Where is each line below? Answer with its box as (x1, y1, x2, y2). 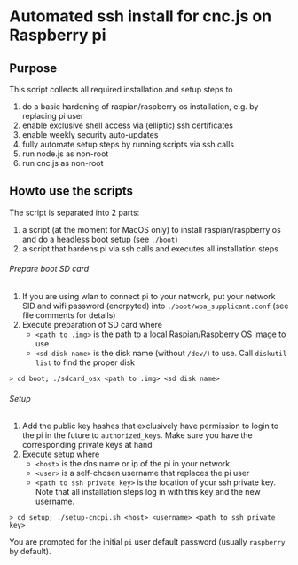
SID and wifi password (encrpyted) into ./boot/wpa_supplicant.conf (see (21, 300, 289, 312)
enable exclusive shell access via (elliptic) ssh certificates (21, 120, 233, 131)
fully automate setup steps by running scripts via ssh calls (21, 139, 235, 149)
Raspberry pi (9, 25, 106, 45)
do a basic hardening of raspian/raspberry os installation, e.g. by (21, 101, 259, 112)
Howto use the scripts (9, 184, 134, 199)
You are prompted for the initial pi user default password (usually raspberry (9, 537, 286, 547)
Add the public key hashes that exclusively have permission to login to (21, 420, 279, 432)
